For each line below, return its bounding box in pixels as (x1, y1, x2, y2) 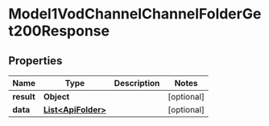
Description (114, 78, 160, 88)
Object (43, 91, 70, 102)
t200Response (8, 22, 110, 40)
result (12, 91, 36, 102)
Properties (8, 54, 63, 67)
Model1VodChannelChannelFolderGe (8, 5, 262, 23)
